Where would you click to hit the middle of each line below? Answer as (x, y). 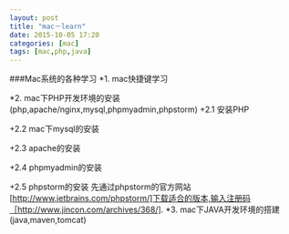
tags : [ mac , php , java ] (51, 52)
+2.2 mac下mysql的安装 (55, 129)
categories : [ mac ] (44, 43)
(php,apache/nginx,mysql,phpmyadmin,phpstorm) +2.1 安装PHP (129, 109)
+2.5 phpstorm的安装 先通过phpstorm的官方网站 (100, 187)
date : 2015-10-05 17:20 (55, 35)
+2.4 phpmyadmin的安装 (56, 168)
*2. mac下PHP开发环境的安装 (65, 98)
